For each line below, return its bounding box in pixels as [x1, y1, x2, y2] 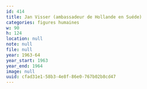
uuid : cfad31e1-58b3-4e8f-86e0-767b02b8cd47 [6, 74, 116, 80]
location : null [6, 36, 43, 42]
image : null [6, 69, 35, 74]
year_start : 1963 [6, 57, 48, 63]
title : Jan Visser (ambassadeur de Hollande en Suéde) [6, 14, 142, 20]
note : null [6, 42, 33, 47]
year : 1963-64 [6, 52, 41, 58]
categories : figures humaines [6, 19, 80, 25]
